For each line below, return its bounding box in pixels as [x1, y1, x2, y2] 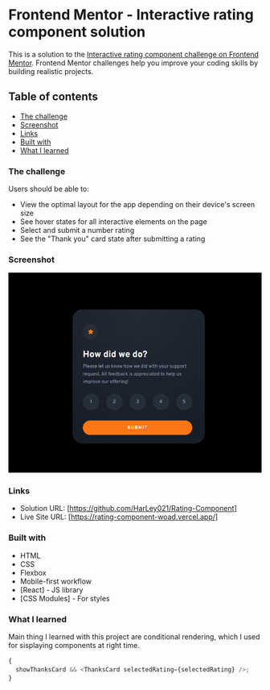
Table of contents [8, 90, 98, 104]
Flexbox [19, 567, 47, 577]
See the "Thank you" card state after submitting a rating [19, 234, 206, 243]
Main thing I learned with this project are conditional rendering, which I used [8, 631, 260, 642]
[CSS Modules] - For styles [19, 593, 110, 603]
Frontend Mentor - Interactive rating [8, 6, 255, 24]
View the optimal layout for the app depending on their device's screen [19, 200, 256, 210]
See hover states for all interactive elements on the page [19, 217, 207, 227]
